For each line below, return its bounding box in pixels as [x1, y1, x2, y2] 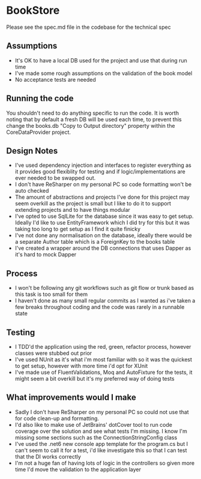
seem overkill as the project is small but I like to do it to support [14, 200, 171, 207]
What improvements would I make [6, 393, 136, 403]
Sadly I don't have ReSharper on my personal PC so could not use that [14, 408, 189, 415]
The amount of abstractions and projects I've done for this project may [14, 193, 190, 201]
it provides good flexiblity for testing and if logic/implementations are [14, 168, 186, 175]
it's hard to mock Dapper [14, 251, 77, 258]
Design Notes [6, 145, 58, 156]
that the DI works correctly [14, 453, 81, 460]
